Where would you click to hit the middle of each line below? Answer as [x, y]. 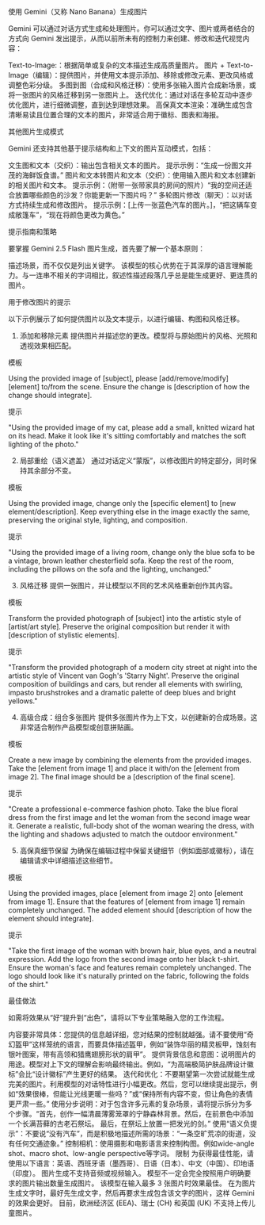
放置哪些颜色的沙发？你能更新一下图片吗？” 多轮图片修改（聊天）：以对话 [134, 195]
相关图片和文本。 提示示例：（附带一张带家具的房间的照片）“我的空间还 [130, 185]
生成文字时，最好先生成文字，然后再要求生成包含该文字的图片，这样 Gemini [131, 1193]
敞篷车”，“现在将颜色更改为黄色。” [70, 215]
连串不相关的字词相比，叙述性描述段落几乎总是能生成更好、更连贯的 [146, 275]
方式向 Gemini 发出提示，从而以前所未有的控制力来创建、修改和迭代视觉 [125, 38]
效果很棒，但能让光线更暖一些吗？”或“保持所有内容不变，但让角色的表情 [136, 1094]
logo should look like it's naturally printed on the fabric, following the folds [129, 976]
